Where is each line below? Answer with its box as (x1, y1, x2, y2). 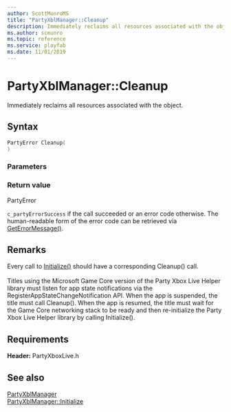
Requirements (7, 333, 69, 345)
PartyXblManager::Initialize (7, 398, 84, 406)
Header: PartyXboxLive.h (7, 352, 79, 360)
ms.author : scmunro (7, 29, 63, 37)
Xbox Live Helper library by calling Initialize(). (7, 313, 135, 322)
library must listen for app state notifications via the (7, 284, 153, 293)
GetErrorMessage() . (7, 224, 64, 232)
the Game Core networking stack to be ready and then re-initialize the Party (7, 306, 222, 314)
